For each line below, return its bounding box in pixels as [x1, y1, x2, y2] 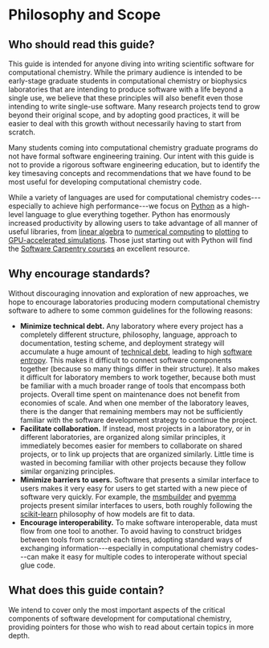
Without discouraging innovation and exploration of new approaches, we [8, 288, 249, 298]
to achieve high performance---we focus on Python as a [43, 201, 230, 211]
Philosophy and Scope [8, 6, 161, 24]
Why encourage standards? [8, 267, 151, 281]
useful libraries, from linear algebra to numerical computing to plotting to [8, 227, 249, 236]
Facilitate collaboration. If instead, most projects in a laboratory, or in [19, 424, 251, 433]
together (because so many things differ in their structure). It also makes [19, 363, 260, 373]
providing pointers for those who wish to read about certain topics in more [8, 621, 255, 632]
